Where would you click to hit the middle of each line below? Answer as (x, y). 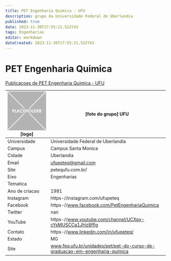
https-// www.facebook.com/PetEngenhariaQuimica (105, 205)
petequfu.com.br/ (69, 169)
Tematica (17, 184)
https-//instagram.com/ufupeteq (85, 198)
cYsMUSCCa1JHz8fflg (74, 225)
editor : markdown (24, 38)
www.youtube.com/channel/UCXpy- (106, 219)
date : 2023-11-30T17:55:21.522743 (42, 27)
